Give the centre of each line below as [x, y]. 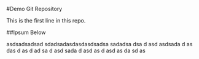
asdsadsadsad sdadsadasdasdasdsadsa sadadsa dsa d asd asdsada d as [99, 44]
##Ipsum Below [26, 32]
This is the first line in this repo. [46, 20]
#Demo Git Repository [34, 9]
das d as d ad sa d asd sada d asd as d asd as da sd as [76, 50]
